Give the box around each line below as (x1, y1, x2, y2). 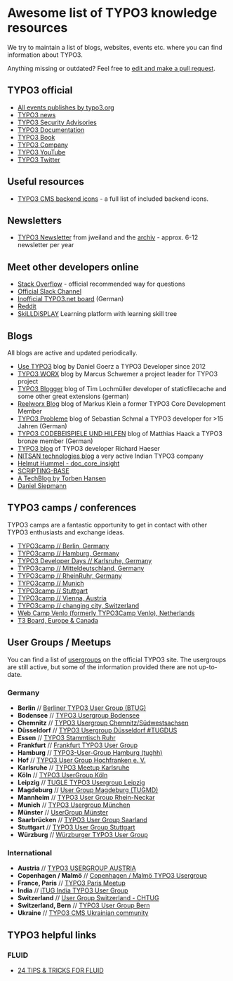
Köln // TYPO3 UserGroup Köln (17, 770, 108, 779)
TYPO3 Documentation (17, 125, 85, 134)
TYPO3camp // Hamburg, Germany (17, 549, 119, 558)
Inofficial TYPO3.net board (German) (17, 295, 124, 303)
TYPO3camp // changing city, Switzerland (17, 601, 140, 610)
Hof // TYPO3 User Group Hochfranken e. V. (17, 756, 146, 764)
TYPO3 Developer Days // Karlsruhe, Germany (17, 556, 152, 565)
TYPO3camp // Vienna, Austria (17, 593, 107, 602)
